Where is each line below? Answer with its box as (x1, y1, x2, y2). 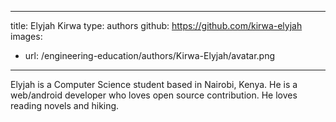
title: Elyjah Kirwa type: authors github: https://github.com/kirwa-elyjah (10, 20, 303, 31)
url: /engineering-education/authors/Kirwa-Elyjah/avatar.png (24, 50, 276, 61)
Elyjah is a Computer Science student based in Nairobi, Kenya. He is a (10, 79, 298, 90)
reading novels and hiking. (10, 100, 120, 111)
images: (10, 31, 43, 42)
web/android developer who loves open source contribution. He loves (10, 89, 298, 101)
